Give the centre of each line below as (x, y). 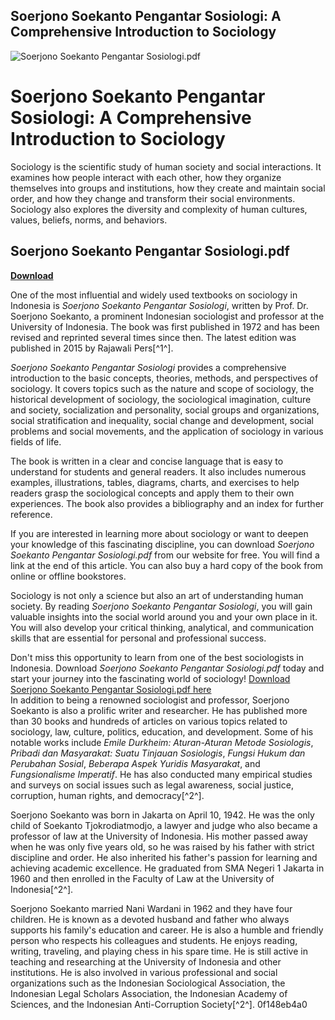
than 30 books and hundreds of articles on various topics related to (149, 721)
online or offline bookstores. (68, 576)
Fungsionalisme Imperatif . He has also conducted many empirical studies (161, 774)
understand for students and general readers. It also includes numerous (158, 471)
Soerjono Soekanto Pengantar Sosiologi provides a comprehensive (148, 367)
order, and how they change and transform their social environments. (153, 198)
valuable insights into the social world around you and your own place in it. (164, 616)
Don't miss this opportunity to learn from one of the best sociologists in (157, 657)
